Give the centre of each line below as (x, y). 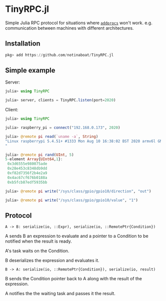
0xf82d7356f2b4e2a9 (27, 173)
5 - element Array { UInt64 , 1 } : (34, 159)
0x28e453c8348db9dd (27, 169)
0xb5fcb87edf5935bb (27, 182)
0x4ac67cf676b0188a (27, 177)
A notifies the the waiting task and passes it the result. (60, 294)
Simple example (30, 70)
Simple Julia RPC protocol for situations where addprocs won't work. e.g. (79, 23)
